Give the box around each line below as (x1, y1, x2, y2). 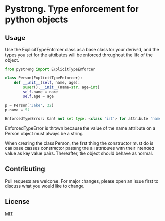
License (5, 197, 30, 206)
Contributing (5, 165, 45, 173)
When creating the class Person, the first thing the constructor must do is (5, 140, 154, 146)
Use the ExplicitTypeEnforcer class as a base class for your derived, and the (5, 47, 160, 52)
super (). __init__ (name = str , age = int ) (23, 85, 100, 90)
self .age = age (23, 94, 54, 99)
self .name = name (23, 89, 58, 94)
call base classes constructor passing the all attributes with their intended (5, 145, 155, 151)
